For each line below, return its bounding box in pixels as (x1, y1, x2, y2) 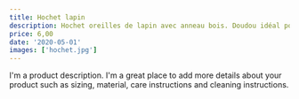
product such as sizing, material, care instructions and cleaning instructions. (9, 80, 289, 90)
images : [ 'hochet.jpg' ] (9, 46, 98, 55)
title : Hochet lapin (9, 12, 86, 22)
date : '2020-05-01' (9, 37, 82, 47)
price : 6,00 (9, 29, 53, 38)
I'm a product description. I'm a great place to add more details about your (9, 70, 282, 80)
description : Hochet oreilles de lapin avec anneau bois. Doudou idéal (9, 21, 280, 30)
